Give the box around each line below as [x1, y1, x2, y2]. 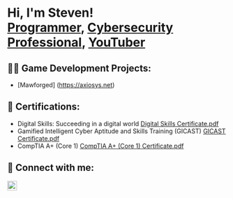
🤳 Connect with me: [7, 162, 94, 174]
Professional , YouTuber [7, 35, 146, 50]
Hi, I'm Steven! [7, 5, 94, 21]
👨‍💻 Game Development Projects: [7, 62, 151, 74]
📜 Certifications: [7, 101, 80, 113]
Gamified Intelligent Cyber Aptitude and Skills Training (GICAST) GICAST [17, 127, 226, 135]
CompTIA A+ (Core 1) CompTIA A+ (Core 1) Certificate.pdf [17, 142, 184, 150]
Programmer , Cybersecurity [7, 20, 174, 36]
